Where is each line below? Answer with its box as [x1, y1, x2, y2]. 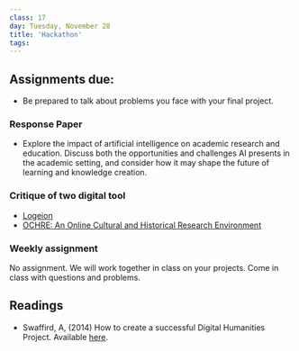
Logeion [22, 210, 53, 220]
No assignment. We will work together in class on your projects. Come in [9, 262, 279, 273]
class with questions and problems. [9, 272, 141, 283]
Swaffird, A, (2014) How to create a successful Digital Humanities [22, 321, 266, 333]
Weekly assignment [9, 242, 99, 255]
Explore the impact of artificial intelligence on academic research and [22, 139, 281, 149]
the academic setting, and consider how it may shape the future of [22, 157, 270, 168]
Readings [9, 298, 64, 313]
